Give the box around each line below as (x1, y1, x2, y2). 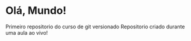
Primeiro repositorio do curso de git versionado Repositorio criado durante (5, 23, 185, 30)
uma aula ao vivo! (5, 29, 48, 36)
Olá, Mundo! (5, 4, 67, 17)
